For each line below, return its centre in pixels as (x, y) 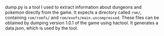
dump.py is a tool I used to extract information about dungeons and (73, 7)
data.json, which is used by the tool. (42, 28)
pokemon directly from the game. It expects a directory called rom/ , (73, 12)
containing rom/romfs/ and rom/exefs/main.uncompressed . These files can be (82, 18)
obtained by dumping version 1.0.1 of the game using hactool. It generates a (82, 23)
